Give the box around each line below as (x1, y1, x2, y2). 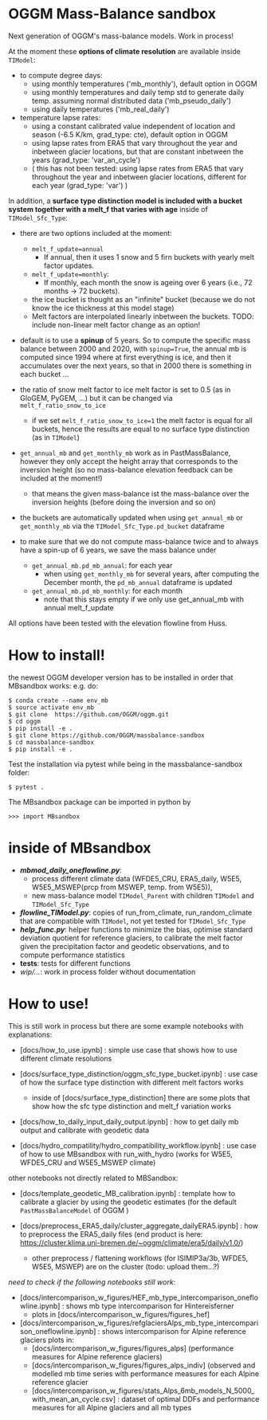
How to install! (8, 646, 105, 665)
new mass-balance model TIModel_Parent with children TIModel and (31, 890, 255, 900)
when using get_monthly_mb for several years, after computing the (43, 569, 260, 579)
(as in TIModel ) (31, 432, 80, 442)
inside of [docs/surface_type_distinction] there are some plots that (31, 1092, 250, 1102)
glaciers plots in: (19, 1335, 74, 1344)
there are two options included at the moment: (19, 228, 173, 237)
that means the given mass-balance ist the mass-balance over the (31, 488, 249, 498)
